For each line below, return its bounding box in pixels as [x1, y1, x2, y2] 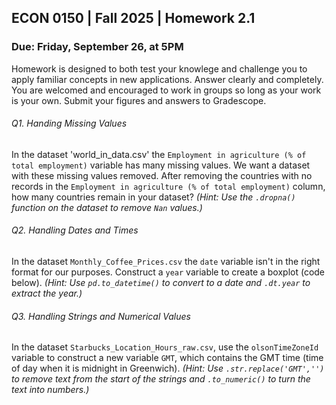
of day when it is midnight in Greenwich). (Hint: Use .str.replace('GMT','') [11, 362, 325, 375]
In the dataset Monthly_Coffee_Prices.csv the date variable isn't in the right [11, 256, 321, 268]
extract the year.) [11, 287, 83, 300]
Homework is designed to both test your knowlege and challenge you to [11, 62, 308, 75]
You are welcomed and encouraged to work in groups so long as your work [11, 84, 322, 96]
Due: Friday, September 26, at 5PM [11, 40, 184, 54]
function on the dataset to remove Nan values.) [11, 201, 203, 213]
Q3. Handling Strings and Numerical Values [11, 310, 191, 322]
